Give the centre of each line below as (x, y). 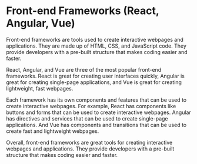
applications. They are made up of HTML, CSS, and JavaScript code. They (96, 46)
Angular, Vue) (41, 23)
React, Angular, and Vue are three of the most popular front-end (84, 69)
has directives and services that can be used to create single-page (87, 118)
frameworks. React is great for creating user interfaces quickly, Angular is (96, 76)
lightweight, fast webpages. (40, 88)
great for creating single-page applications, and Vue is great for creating (94, 82)
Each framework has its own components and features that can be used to (96, 100)
